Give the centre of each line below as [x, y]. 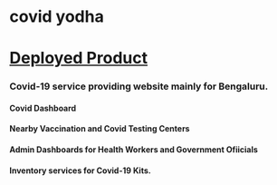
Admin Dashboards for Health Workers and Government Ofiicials [134, 150]
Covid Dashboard [43, 108]
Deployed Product [78, 58]
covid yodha [57, 17]
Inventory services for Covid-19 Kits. [80, 170]
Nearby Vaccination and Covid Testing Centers [100, 129]
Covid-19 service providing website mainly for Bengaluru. [139, 86]
